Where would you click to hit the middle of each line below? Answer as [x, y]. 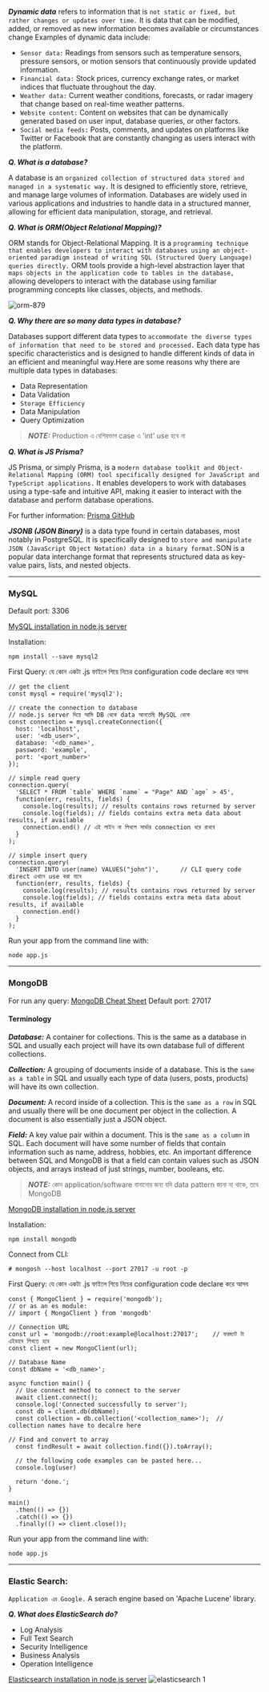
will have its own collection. [54, 1087]
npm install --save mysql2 [53, 657]
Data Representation [54, 386]
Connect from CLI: [39, 1254]
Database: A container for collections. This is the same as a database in [127, 1037]
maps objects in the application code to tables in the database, [121, 273]
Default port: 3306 [39, 611]
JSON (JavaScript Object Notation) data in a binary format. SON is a [126, 548]
